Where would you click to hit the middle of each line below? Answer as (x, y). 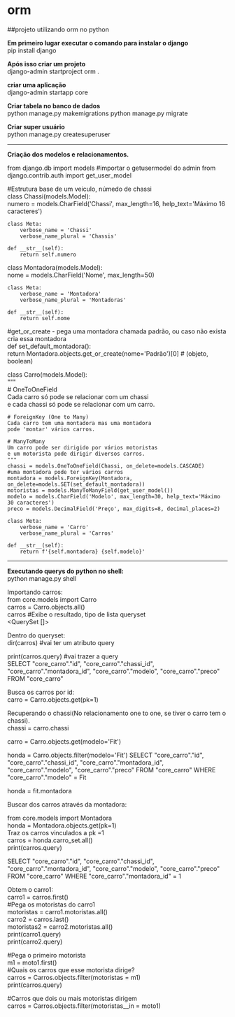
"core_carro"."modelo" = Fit (47, 777)
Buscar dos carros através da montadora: (67, 804)
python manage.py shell (42, 578)
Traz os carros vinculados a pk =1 (56, 832)
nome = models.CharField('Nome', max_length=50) (81, 275)
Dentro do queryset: (36, 635)
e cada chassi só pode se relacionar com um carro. (81, 404)
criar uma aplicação (37, 85)
